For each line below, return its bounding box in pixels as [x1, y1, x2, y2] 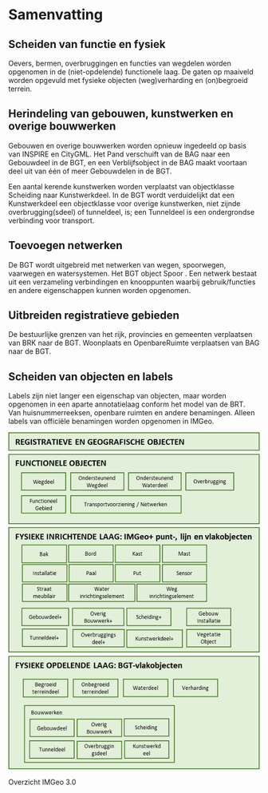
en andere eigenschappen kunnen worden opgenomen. [8, 285, 191, 295]
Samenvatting [8, 6, 104, 24]
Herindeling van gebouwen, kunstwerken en [8, 107, 234, 121]
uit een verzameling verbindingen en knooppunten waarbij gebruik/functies [8, 277, 256, 287]
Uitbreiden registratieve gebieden [8, 309, 179, 323]
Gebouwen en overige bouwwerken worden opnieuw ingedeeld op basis [8, 141, 247, 150]
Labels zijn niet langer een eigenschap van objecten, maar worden [8, 391, 227, 401]
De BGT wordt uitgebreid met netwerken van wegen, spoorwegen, [8, 260, 227, 269]
